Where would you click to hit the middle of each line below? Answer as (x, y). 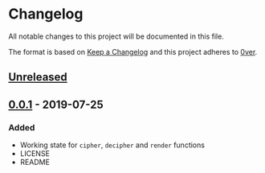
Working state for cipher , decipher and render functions (112, 145)
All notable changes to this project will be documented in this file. (116, 36)
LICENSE (35, 154)
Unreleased (38, 77)
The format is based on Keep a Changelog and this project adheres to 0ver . (133, 51)
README (35, 163)
